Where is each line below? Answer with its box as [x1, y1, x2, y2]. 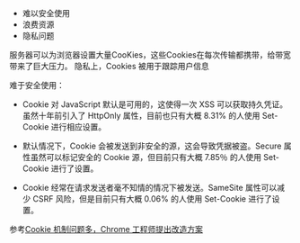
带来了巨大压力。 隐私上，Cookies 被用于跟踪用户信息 [9, 61, 209, 71]
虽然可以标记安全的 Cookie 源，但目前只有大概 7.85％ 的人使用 [30, 152, 262, 162]
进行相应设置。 [50, 121, 106, 132]
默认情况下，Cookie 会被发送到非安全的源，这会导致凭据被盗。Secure [22, 140, 282, 151]
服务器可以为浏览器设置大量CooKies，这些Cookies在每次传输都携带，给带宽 [9, 49, 292, 60]
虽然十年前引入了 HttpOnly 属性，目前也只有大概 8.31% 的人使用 [22, 111, 260, 121]
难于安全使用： [9, 80, 65, 90]
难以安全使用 [22, 8, 70, 18]
